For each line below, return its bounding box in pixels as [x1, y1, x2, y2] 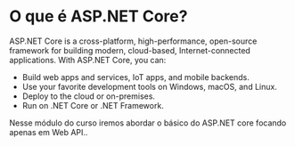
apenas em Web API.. [9, 126, 88, 137]
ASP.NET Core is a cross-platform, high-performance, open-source [9, 36, 258, 46]
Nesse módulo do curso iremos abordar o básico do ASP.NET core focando [9, 118, 287, 128]
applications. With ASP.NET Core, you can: [9, 54, 167, 65]
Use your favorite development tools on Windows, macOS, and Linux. [21, 81, 278, 92]
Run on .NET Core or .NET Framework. [21, 100, 165, 110]
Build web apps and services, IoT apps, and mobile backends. [21, 71, 250, 82]
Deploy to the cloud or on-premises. [21, 91, 156, 101]
